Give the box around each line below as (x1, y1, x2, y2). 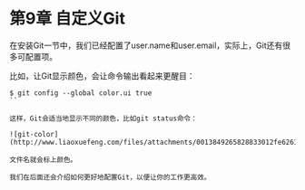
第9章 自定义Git (9, 8, 125, 29)
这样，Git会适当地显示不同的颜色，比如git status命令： (9, 114, 198, 123)
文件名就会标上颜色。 (9, 155, 77, 164)
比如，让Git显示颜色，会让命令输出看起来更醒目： (9, 70, 195, 81)
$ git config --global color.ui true (9, 88, 152, 98)
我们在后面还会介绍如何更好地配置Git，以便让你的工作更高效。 (9, 173, 212, 182)
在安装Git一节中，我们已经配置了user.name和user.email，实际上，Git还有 (9, 40, 283, 51)
